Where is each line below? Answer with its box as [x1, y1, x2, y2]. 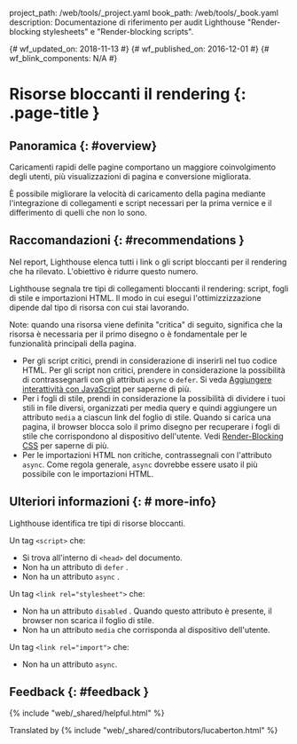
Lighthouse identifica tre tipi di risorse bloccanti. [9, 518, 186, 528]
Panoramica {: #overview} [9, 138, 158, 154]
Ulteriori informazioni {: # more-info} [9, 495, 217, 510]
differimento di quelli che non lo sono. [9, 208, 148, 218]
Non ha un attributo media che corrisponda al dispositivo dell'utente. [21, 624, 270, 635]
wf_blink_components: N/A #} [9, 53, 118, 63]
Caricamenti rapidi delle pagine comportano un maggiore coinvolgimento [9, 162, 277, 172]
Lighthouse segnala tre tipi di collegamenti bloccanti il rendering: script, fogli [9, 283, 289, 294]
